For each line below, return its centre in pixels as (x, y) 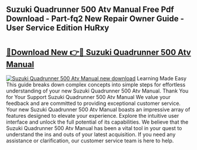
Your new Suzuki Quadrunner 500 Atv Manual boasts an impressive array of (98, 110)
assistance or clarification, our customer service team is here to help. (90, 141)
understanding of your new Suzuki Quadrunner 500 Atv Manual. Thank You (97, 91)
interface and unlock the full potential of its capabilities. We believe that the (97, 122)
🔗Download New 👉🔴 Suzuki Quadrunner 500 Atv (98, 52)
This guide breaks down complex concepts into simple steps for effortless (96, 85)
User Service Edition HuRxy (58, 28)
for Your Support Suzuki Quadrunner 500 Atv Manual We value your (89, 97)
